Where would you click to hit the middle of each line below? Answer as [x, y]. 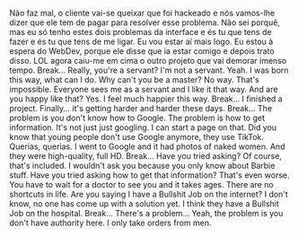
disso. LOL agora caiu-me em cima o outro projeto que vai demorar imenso [148, 61]
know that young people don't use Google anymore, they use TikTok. [137, 137]
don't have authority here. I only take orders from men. [110, 223]
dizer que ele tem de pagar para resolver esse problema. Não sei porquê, [145, 22]
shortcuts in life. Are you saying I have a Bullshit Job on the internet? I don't [149, 194]
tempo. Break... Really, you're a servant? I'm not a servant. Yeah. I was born [149, 70]
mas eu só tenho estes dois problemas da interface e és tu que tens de [140, 32]
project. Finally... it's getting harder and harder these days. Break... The [141, 108]
